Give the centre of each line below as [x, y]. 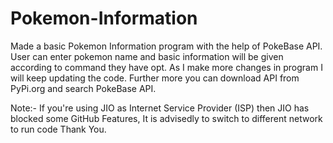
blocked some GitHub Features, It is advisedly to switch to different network [166, 118]
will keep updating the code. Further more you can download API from [155, 78]
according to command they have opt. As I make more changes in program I [166, 67]
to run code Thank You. [58, 129]
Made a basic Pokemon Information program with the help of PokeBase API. [166, 46]
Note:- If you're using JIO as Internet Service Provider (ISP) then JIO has [160, 108]
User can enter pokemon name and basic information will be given [147, 56]
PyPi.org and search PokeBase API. [83, 88]
